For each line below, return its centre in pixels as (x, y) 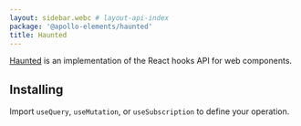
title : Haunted (38, 35)
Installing (36, 89)
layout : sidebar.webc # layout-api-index (89, 18)
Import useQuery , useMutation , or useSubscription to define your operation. (150, 111)
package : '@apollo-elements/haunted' (81, 26)
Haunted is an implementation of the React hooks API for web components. (151, 61)
